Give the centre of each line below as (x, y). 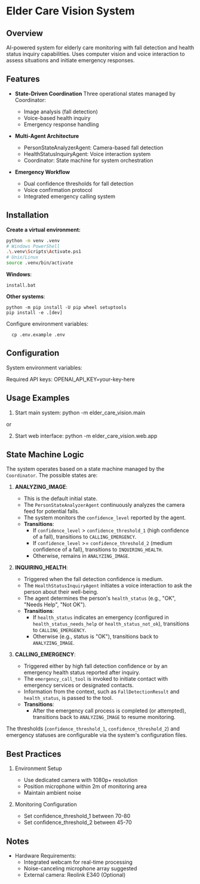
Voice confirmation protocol (58, 190)
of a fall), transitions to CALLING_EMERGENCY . (84, 537)
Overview (25, 33)
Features (23, 79)
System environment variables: (44, 368)
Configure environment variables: (47, 324)
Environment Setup (39, 768)
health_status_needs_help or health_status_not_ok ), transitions (111, 624)
